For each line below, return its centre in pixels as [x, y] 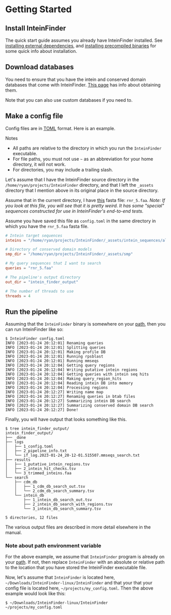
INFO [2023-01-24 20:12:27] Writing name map [54, 392]
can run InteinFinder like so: [34, 330]
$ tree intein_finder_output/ [37, 429]
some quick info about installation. [41, 51]
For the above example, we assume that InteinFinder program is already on [85, 557]
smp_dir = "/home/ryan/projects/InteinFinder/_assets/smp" [69, 254]
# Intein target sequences [34, 236]
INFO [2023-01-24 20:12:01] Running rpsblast [54, 357]
